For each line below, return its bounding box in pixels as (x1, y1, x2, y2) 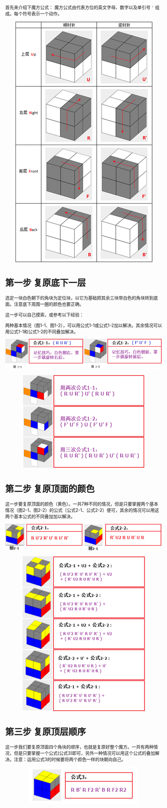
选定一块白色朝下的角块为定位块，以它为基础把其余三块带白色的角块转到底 (5, 295, 158, 301)
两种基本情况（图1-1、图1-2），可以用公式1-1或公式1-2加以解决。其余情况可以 (5, 322, 163, 328)
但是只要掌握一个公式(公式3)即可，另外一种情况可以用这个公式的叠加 (13, 750, 156, 756)
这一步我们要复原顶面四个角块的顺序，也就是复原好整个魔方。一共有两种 (5, 743, 154, 749)
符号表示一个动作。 (22, 11, 62, 17)
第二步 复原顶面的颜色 (5, 483, 95, 494)
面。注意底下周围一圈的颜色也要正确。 (5, 301, 84, 307)
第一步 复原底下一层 (5, 277, 86, 289)
